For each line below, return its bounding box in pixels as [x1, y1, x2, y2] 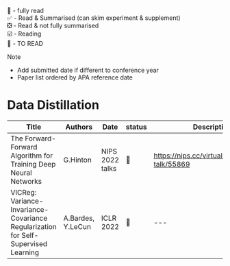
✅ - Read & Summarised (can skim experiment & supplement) [7, 14, 181, 22]
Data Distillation [7, 97, 99, 113]
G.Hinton [63, 155, 92, 165]
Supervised [10, 239, 48, 248]
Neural [10, 168, 32, 178]
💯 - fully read [7, 7, 44, 14]
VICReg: [10, 187, 37, 197]
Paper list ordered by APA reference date [16, 73, 133, 82]
